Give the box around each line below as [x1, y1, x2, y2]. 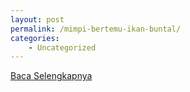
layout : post [10, 14, 65, 25]
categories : [10, 33, 60, 43]
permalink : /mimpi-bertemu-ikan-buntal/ [10, 24, 182, 34]
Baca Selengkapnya [10, 70, 93, 82]
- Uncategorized [28, 42, 97, 53]
